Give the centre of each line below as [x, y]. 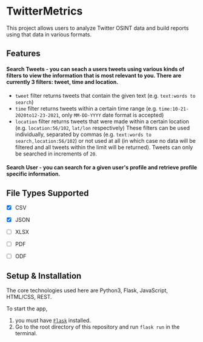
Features [23, 54]
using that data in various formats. [49, 34]
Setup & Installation [44, 275]
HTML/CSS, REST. [29, 297]
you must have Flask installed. [53, 321]
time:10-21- [174, 109]
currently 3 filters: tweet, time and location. [62, 82]
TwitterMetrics [45, 11]
